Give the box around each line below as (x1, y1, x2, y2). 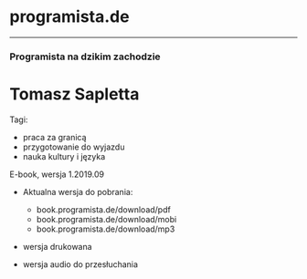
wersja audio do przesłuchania (22, 258, 139, 270)
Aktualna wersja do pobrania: (22, 186, 133, 197)
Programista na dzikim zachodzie (9, 50, 162, 63)
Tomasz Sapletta (9, 84, 140, 105)
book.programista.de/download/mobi (36, 213, 177, 224)
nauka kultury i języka (22, 150, 106, 161)
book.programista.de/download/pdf (36, 203, 171, 215)
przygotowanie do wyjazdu (22, 141, 125, 152)
